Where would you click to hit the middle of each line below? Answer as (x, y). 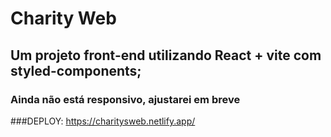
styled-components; (76, 70)
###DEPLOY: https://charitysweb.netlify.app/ (103, 121)
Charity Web (63, 18)
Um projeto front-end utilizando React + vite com (166, 55)
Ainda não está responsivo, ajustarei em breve (125, 99)
